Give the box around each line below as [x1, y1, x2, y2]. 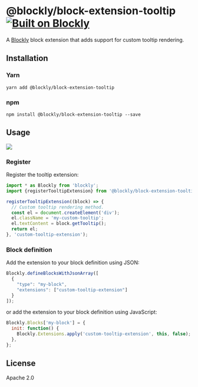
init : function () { [11, 326, 60, 331]
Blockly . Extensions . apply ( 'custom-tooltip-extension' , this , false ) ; [16, 331, 192, 337]
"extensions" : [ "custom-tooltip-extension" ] [16, 287, 128, 293]
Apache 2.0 [6, 374, 34, 381]
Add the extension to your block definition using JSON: [6, 259, 140, 266]
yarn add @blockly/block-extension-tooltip [6, 84, 115, 90]
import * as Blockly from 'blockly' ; [6, 183, 99, 188]
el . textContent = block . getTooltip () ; [11, 220, 107, 227]
